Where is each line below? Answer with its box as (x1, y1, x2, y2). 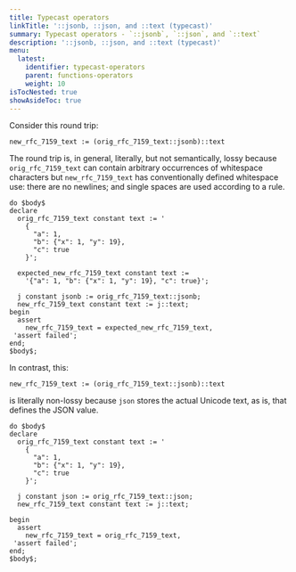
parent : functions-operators (25, 71, 134, 80)
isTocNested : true (9, 87, 78, 96)
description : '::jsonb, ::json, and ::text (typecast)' (9, 37, 221, 47)
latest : (17, 54, 46, 63)
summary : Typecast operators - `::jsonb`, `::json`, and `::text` (9, 29, 261, 38)
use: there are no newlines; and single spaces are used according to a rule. (9, 182, 285, 192)
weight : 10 (25, 79, 66, 88)
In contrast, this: (9, 363, 69, 373)
